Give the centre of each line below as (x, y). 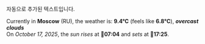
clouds (15, 28)
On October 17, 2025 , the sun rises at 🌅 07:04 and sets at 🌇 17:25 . (88, 34)
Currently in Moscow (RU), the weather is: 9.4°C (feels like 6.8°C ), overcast (103, 21)
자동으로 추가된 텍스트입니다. (41, 9)
